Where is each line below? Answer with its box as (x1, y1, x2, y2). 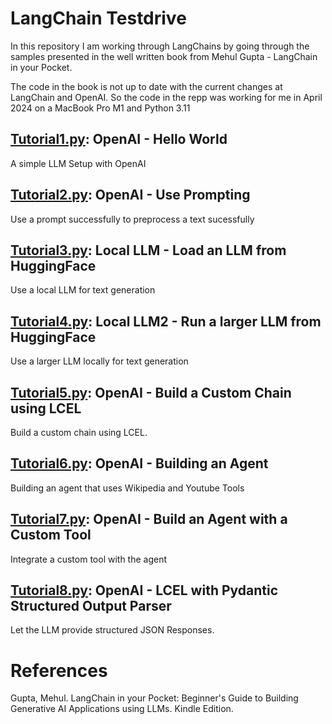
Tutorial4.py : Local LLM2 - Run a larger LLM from (10, 313, 322, 330)
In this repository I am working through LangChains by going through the (10, 40, 310, 52)
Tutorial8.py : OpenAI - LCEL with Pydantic (10, 582, 279, 599)
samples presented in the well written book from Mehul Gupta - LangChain (10, 50, 318, 62)
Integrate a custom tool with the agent (10, 553, 168, 565)
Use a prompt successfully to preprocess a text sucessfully (10, 213, 255, 225)
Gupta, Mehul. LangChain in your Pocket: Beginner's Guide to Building (10, 692, 299, 704)
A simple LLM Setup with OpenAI (10, 157, 147, 169)
